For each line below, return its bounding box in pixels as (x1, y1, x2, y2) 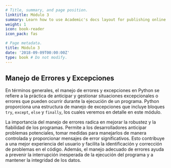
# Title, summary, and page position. (5, 7, 88, 13)
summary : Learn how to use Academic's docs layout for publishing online (5, 17, 166, 22)
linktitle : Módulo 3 (5, 12, 50, 17)
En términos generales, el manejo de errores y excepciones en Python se (5, 88, 160, 94)
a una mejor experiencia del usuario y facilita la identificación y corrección (5, 141, 162, 147)
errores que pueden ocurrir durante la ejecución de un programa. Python (5, 98, 160, 104)
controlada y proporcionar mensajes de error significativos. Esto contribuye (5, 135, 165, 141)
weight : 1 (5, 22, 27, 27)
